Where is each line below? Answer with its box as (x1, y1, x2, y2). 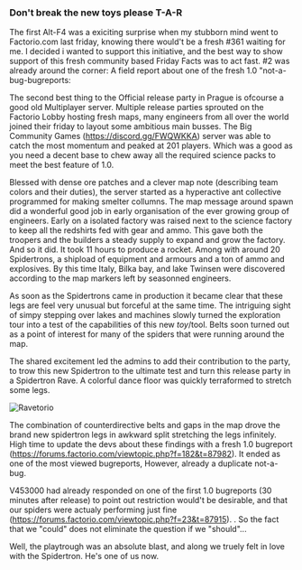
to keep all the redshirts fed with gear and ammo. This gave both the (9, 225, 263, 236)
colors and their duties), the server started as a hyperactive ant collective (9, 187, 282, 198)
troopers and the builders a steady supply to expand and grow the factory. (9, 235, 286, 246)
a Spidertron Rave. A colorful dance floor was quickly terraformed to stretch (9, 375, 292, 386)
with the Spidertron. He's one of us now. (9, 551, 160, 562)
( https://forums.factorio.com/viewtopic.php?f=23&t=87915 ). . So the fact (9, 514, 279, 525)
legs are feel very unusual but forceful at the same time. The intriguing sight (9, 300, 291, 311)
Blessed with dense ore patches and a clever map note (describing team (9, 177, 279, 188)
